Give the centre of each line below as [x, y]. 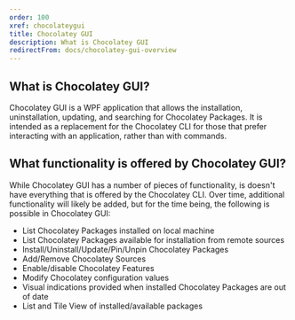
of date [35, 296]
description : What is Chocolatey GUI [79, 42]
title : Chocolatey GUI [51, 34]
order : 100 [29, 17]
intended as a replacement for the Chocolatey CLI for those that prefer [138, 126]
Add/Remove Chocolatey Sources [84, 259]
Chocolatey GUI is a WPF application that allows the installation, [126, 107]
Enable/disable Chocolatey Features [88, 268]
